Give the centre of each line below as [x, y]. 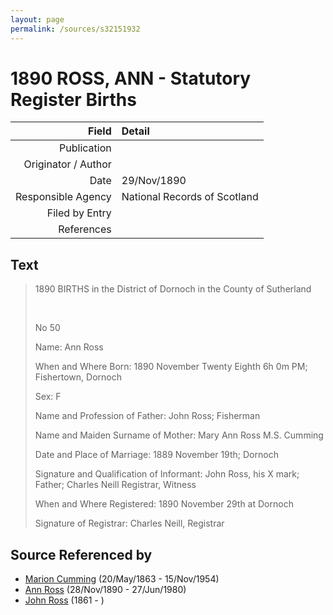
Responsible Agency [63, 197]
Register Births [73, 99]
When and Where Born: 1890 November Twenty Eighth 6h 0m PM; [171, 367]
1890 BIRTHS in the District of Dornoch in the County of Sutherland [173, 289]
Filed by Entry [79, 213]
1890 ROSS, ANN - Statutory [131, 78]
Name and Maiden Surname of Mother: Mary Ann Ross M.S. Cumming [179, 435]
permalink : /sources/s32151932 [75, 29]
